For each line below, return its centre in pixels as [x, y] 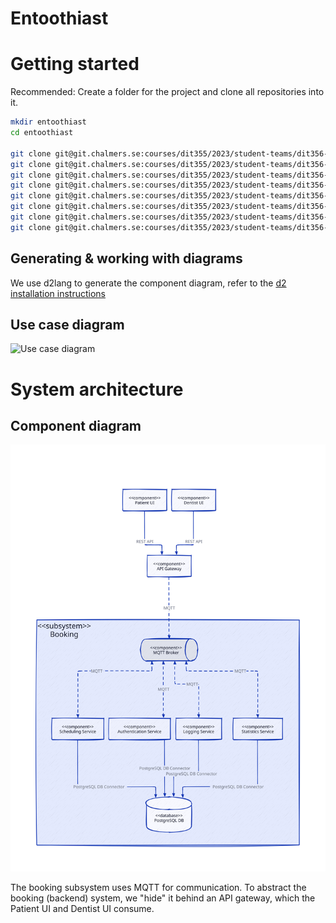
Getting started [75, 64]
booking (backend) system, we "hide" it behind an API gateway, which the [163, 898]
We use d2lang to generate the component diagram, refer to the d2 [148, 283]
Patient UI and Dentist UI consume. [82, 909]
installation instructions [58, 293]
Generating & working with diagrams [126, 258]
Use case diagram [67, 324]
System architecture [97, 389]
